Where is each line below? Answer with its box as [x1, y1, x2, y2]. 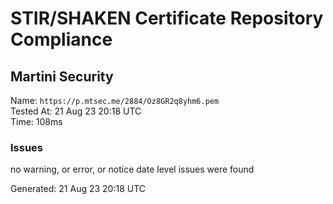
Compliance [10, 28, 113, 51]
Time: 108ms [10, 116, 63, 127]
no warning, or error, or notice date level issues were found [10, 163, 255, 176]
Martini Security [10, 68, 114, 85]
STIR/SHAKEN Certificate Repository [10, 7, 324, 30]
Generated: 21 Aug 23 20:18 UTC [10, 183, 147, 195]
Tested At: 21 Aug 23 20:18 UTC [10, 105, 142, 117]
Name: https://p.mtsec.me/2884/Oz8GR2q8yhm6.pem [10, 95, 220, 106]
